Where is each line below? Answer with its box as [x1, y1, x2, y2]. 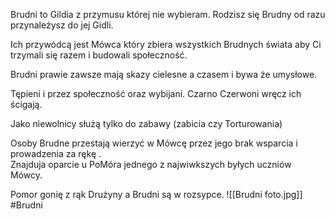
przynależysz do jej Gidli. [10, 19, 114, 31]
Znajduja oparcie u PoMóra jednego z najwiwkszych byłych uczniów [10, 159, 292, 170]
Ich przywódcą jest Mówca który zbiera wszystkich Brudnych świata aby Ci [10, 39, 322, 50]
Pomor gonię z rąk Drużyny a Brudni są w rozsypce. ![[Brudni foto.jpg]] [10, 189, 303, 200]
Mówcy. [10, 169, 43, 181]
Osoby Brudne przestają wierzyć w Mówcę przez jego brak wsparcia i [10, 137, 298, 149]
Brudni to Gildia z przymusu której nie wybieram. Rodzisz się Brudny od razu [10, 9, 326, 20]
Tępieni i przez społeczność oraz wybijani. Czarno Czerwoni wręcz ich [10, 88, 302, 99]
